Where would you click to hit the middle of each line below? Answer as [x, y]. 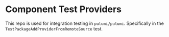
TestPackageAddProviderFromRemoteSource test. [54, 28]
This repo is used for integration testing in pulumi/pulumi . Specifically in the [85, 23]
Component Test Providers [63, 9]
